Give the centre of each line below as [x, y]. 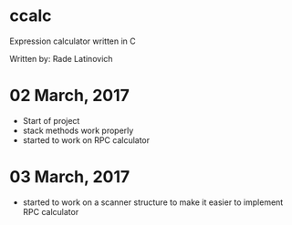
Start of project [51, 120]
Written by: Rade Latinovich [61, 58]
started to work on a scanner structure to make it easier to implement [153, 202]
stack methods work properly [78, 130]
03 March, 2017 [70, 177]
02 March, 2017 [70, 96]
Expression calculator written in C [73, 41]
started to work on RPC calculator [86, 140]
